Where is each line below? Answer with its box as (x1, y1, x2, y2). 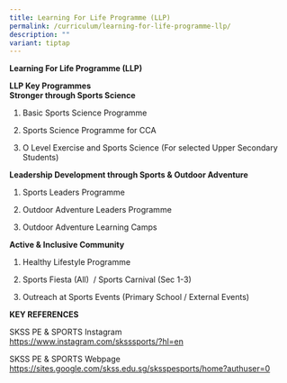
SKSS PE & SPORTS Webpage (9, 353, 121, 365)
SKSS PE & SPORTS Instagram (9, 326, 122, 338)
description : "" (9, 30, 70, 39)
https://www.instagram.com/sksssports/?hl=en (9, 336, 184, 347)
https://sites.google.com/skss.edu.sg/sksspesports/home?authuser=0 (9, 363, 271, 374)
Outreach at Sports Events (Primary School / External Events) (22, 292, 250, 303)
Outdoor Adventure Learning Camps (22, 222, 157, 233)
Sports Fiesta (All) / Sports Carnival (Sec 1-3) (22, 274, 192, 285)
